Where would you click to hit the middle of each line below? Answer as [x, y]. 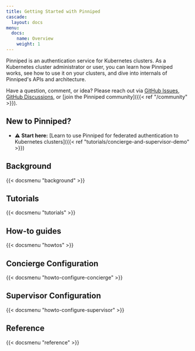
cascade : [17, 17]
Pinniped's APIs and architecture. [46, 79]
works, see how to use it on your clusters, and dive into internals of [87, 73]
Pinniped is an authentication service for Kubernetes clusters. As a [86, 60]
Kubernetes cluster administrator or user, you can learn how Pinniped [90, 67]
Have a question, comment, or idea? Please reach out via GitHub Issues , [93, 91]
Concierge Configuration [52, 263]
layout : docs [27, 22]
